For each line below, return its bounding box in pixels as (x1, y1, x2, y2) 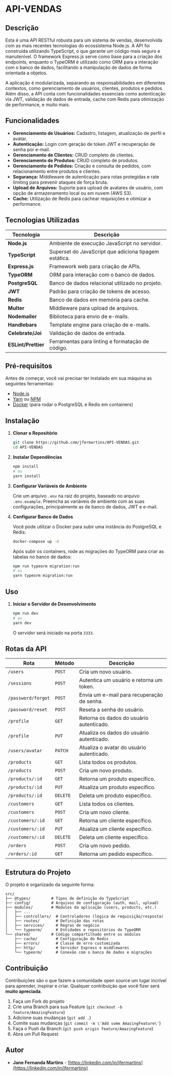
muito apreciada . (5, 988, 42, 994)
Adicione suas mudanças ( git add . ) (12, 1014, 91, 1021)
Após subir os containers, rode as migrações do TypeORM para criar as (12, 548, 164, 554)
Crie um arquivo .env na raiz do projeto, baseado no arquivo (12, 493, 140, 499)
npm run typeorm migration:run (12, 563, 80, 569)
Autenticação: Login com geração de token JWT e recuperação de (12, 141, 155, 147)
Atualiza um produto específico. (79, 784, 156, 791)
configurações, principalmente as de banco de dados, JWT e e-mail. (12, 503, 158, 510)
